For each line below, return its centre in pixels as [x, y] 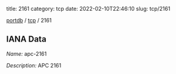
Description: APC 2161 [34, 65]
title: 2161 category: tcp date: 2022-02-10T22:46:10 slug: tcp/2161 [88, 9]
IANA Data [26, 39]
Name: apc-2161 [27, 54]
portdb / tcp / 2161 [29, 20]
